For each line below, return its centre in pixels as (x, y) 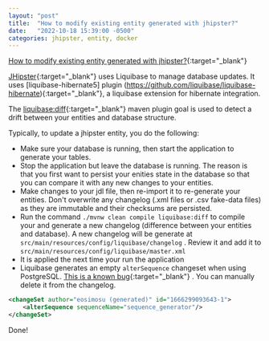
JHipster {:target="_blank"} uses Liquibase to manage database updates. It (132, 76)
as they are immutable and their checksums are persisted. (116, 209)
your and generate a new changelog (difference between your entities (136, 225)
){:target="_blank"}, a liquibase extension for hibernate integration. (150, 94)
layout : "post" (34, 16)
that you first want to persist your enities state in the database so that (135, 174)
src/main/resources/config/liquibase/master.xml (103, 252)
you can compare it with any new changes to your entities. (117, 183)
